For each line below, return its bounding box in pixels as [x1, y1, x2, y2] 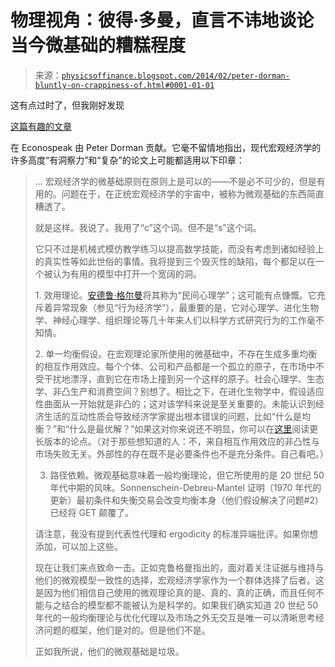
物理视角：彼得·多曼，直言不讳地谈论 [10, 9, 315, 32]
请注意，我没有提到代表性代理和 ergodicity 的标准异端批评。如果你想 [34, 527, 318, 540]
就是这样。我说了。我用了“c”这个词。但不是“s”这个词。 [34, 221, 262, 233]
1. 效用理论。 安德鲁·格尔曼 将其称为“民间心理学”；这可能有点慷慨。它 [34, 289, 317, 301]
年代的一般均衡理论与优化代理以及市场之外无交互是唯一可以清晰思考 [34, 611, 316, 623]
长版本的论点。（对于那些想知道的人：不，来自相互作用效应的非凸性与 [34, 435, 320, 447]
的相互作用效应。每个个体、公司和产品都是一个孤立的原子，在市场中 [34, 360, 316, 372]
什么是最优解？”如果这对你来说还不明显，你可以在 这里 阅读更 [69, 422, 319, 435]
